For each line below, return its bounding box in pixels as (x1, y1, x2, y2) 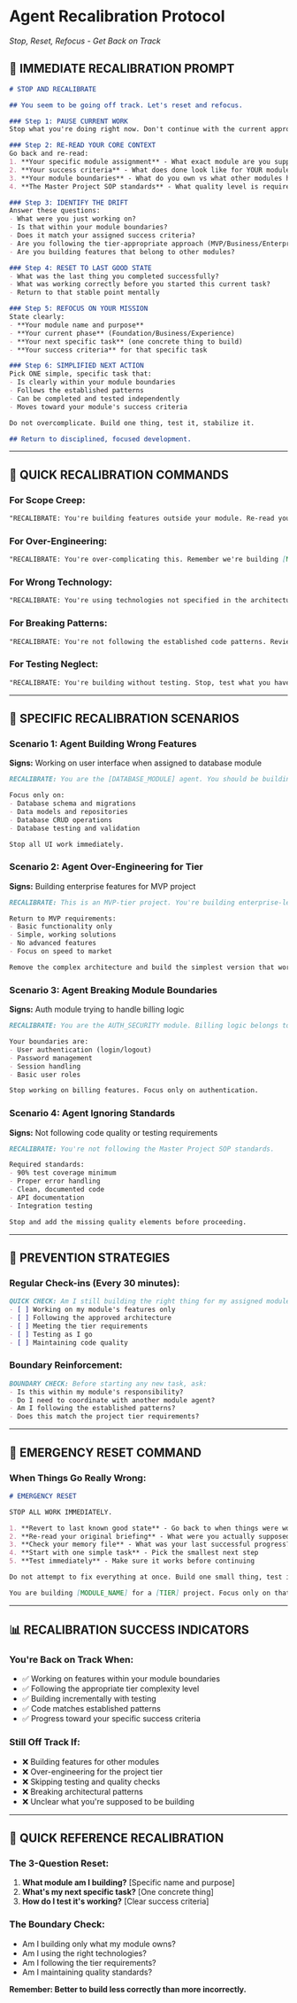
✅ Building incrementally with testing (21, 1694, 156, 1704)
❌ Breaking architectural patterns (21, 1786, 144, 1797)
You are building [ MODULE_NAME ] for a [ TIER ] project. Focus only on (9, 1588, 271, 1597)
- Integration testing (9, 1201, 93, 1210)
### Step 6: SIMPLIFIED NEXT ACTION (9, 361, 144, 370)
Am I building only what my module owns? (21, 1938, 177, 1949)
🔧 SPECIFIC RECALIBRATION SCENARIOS (9, 711, 240, 726)
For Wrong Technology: (9, 576, 113, 588)
